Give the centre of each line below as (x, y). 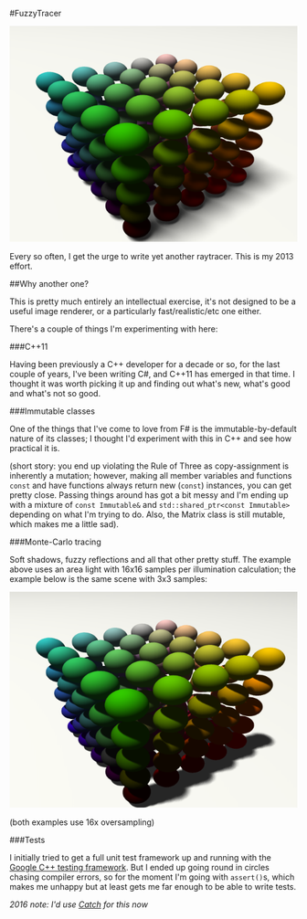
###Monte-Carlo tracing (56, 542)
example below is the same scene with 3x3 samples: (109, 579)
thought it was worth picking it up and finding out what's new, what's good (150, 384)
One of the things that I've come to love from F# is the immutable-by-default (153, 429)
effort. (21, 266)
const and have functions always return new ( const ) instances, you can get (151, 485)
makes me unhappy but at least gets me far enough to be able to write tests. (153, 887)
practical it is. (35, 448)
